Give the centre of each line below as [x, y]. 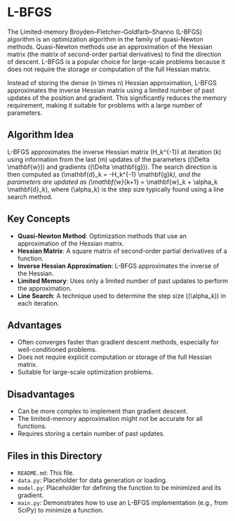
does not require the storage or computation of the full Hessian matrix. [109, 69]
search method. [30, 196]
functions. [32, 426]
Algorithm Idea [40, 135]
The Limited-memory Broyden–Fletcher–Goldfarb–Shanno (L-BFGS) [105, 32]
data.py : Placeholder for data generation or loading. [92, 480]
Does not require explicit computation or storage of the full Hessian [115, 357]
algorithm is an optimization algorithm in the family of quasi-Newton [105, 39]
